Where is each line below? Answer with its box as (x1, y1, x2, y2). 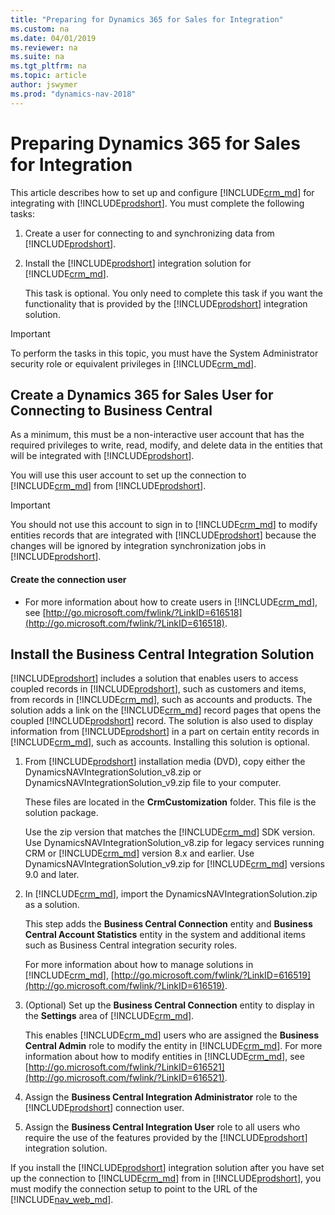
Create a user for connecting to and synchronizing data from (24, 227, 275, 239)
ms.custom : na (10, 24, 70, 34)
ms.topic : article (10, 71, 87, 81)
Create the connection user (10, 573, 127, 585)
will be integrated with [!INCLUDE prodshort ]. (10, 450, 195, 462)
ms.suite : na (10, 52, 65, 62)
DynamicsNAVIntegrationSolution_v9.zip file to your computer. (24, 777, 282, 789)
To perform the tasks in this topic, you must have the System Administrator (10, 347, 319, 359)
